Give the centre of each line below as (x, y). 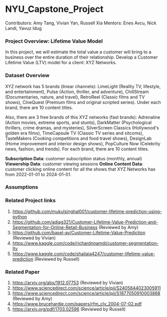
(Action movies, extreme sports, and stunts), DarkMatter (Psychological (79, 122)
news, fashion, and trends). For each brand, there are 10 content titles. (77, 149)
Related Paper (22, 272)
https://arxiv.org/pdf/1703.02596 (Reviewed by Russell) (69, 309)
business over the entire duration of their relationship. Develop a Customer (82, 57)
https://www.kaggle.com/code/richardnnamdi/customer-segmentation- (85, 243)
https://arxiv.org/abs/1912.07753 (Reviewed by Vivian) (68, 283)
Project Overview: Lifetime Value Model (54, 41)
